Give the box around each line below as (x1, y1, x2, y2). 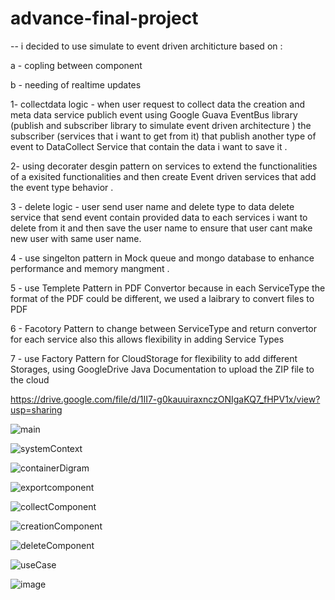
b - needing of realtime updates (10, 78, 142, 91)
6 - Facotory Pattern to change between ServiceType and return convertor (10, 322, 317, 334)
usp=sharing (10, 403, 63, 416)
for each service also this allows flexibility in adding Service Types (10, 333, 285, 345)
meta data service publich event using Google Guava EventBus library (10, 108, 298, 121)
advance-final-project (10, 7, 199, 30)
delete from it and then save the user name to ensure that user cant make (10, 222, 313, 234)
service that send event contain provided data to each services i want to (10, 211, 308, 223)
